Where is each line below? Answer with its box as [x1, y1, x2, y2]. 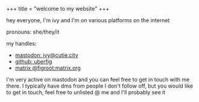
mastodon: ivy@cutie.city [14, 52, 78, 59]
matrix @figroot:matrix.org [14, 64, 81, 71]
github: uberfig [14, 58, 52, 65]
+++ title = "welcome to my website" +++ [6, 5, 110, 12]
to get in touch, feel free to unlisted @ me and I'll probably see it [6, 89, 166, 95]
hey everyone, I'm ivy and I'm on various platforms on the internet [6, 17, 170, 23]
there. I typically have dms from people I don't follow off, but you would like [6, 82, 194, 89]
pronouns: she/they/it [6, 28, 60, 35]
